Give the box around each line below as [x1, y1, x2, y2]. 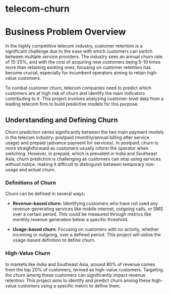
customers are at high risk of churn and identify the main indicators [5, 90, 145, 96]
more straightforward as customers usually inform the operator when [5, 145, 149, 151]
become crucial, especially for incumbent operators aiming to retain [5, 70, 146, 76]
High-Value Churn [5, 250, 50, 257]
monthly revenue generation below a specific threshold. [12, 217, 129, 223]
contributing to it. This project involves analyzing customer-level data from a [5, 95, 164, 102]
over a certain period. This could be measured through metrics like [12, 211, 151, 217]
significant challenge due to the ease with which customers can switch [5, 48, 153, 55]
